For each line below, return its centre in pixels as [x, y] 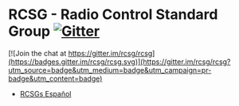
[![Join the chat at [37, 53]
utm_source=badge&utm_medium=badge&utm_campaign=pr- [110, 70]
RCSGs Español [45, 93]
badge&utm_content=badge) [55, 78]
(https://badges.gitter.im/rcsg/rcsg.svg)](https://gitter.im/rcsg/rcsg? [119, 62]
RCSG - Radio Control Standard [113, 15]
